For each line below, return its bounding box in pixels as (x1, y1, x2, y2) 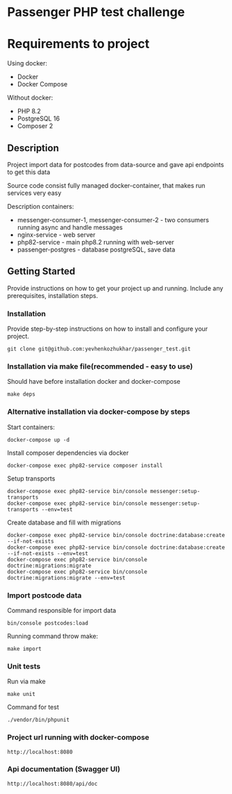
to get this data (7, 168, 51, 176)
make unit (7, 691, 36, 698)
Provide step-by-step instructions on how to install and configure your (7, 325, 208, 333)
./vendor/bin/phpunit (7, 717, 70, 724)
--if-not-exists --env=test (7, 550, 89, 557)
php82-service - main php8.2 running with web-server (17, 238, 175, 246)
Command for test (7, 703, 59, 711)
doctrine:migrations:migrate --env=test (7, 574, 126, 582)
